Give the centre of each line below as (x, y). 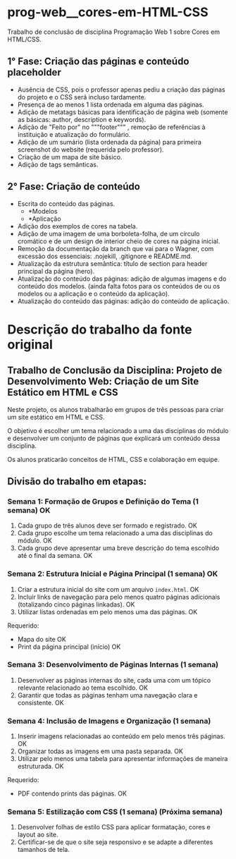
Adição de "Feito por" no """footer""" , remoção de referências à (111, 127)
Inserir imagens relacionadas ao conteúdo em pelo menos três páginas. (121, 736)
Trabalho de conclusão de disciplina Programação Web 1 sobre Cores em (114, 32)
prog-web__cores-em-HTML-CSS (108, 12)
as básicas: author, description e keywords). (82, 119)
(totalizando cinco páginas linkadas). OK (76, 604)
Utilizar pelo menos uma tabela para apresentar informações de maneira (123, 759)
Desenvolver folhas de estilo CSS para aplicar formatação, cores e (114, 827)
